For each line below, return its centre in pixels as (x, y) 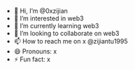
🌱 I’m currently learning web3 (56, 26)
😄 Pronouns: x (35, 51)
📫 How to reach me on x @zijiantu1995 (71, 41)
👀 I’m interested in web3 (49, 18)
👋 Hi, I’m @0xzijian (41, 11)
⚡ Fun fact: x (32, 59)
